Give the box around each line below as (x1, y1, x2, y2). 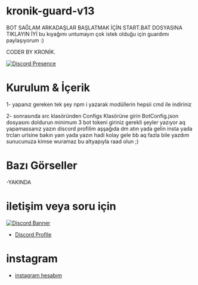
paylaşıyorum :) (6, 37, 45, 44)
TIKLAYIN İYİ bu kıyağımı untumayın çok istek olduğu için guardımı (6, 30, 169, 37)
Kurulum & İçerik (6, 81, 91, 95)
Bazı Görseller (6, 159, 78, 172)
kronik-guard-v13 (6, 4, 95, 18)
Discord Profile (14, 231, 52, 238)
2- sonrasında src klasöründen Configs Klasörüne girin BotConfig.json (6, 112, 179, 119)
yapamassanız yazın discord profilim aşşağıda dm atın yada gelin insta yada (6, 125, 193, 132)
